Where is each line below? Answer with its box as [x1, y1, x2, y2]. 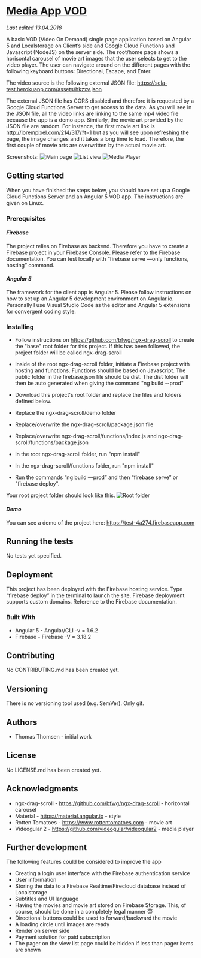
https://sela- [136, 79, 167, 86]
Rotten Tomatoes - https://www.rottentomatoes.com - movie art [14, 818, 172, 826]
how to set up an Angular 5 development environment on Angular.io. [6, 295, 175, 302]
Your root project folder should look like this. [6, 492, 115, 499]
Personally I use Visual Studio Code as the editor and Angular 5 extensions [6, 302, 190, 309]
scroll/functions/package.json [14, 439, 89, 446]
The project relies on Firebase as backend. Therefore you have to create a [6, 242, 189, 249]
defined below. [14, 397, 52, 405]
